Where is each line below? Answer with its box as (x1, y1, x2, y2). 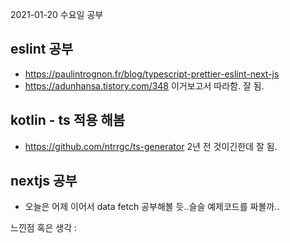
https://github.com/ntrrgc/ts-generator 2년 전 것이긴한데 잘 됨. (24, 140, 278, 152)
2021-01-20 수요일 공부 (10, 9, 104, 20)
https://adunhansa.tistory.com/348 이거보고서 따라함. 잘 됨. (24, 79, 265, 92)
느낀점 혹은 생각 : (10, 222, 78, 234)
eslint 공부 (10, 41, 74, 58)
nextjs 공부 (10, 173, 78, 190)
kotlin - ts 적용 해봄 (10, 112, 126, 129)
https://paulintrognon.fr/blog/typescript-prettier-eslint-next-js (24, 68, 280, 80)
